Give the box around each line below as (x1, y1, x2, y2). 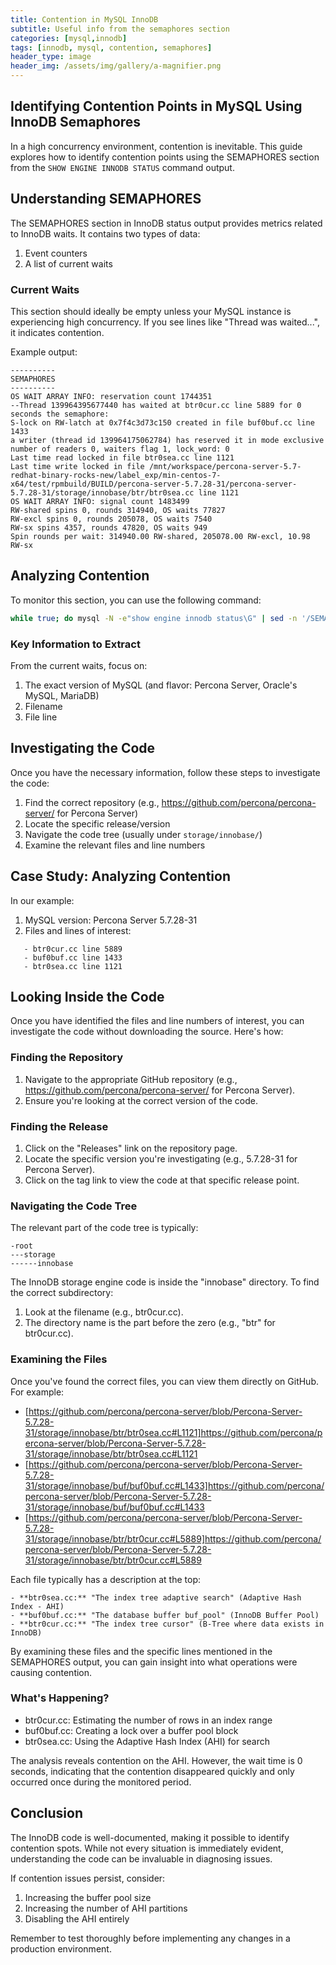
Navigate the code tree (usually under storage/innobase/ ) (24, 828, 263, 840)
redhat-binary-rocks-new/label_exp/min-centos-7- (10, 470, 222, 480)
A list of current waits (24, 257, 113, 270)
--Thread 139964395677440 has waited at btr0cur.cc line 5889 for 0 (10, 400, 302, 410)
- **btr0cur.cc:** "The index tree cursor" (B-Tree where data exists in (10, 1619, 325, 1629)
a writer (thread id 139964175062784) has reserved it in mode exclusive (10, 435, 325, 445)
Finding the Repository (10, 1051, 124, 1065)
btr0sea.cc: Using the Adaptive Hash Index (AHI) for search (24, 1735, 270, 1747)
